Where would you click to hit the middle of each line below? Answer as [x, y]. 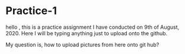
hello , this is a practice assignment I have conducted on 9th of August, [92, 27]
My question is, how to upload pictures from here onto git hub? [82, 45]
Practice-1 [31, 11]
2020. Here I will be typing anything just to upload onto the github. [87, 33]
